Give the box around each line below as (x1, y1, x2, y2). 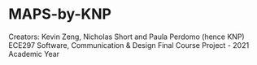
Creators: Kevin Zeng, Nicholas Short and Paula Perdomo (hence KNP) (8, 32, 246, 41)
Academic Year (8, 49, 59, 58)
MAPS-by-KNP (8, 5, 112, 24)
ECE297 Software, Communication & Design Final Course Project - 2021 (8, 40, 250, 50)
